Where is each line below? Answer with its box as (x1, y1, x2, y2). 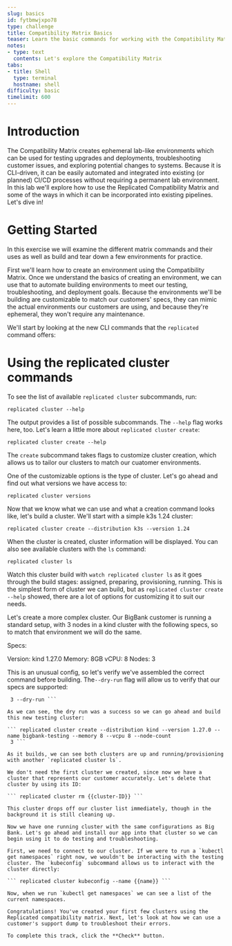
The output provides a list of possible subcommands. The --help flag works (7, 418, 223, 426)
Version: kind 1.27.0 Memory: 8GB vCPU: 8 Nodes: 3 (7, 655, 156, 663)
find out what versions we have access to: (7, 479, 127, 487)
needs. (7, 599, 27, 608)
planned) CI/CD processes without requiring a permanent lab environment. (7, 176, 220, 184)
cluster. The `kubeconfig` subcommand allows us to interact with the (7, 859, 215, 866)
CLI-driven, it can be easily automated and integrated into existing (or (7, 168, 205, 176)
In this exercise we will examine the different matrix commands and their (7, 245, 213, 253)
